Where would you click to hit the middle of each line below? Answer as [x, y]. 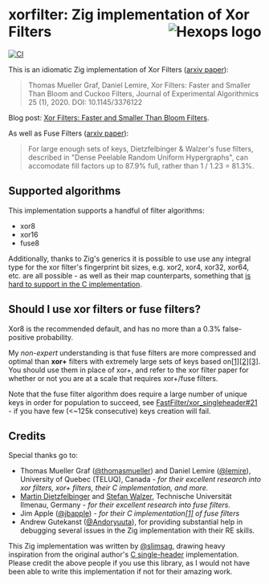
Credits [27, 436]
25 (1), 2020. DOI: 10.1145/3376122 [85, 102]
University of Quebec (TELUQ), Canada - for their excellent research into [141, 480]
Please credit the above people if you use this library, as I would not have [129, 563]
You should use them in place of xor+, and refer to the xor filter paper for [128, 370]
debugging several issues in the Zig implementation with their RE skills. [137, 530]
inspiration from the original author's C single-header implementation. [124, 554]
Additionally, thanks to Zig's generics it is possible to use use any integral [130, 258]
